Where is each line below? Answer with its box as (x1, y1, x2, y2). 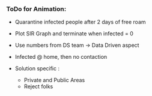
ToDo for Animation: (6, 5, 67, 13)
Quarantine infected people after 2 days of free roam (14, 19, 146, 26)
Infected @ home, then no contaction (14, 53, 108, 61)
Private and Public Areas (23, 77, 85, 84)
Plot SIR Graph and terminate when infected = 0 (14, 30, 134, 37)
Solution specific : (14, 65, 60, 72)
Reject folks (23, 83, 53, 90)
